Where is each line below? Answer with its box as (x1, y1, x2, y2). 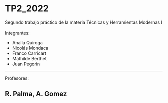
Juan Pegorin (12, 61, 40, 67)
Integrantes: (5, 30, 30, 36)
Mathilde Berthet (12, 55, 47, 61)
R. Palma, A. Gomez (5, 90, 67, 98)
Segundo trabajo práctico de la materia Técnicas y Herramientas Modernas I (5, 19, 162, 25)
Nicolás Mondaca (12, 45, 49, 51)
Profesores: (5, 75, 29, 81)
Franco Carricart (12, 50, 46, 56)
